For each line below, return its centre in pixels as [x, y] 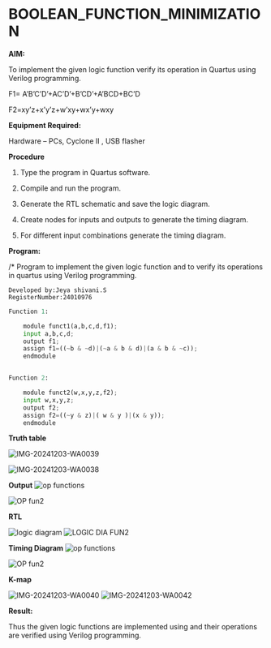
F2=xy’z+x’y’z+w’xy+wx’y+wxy [61, 109]
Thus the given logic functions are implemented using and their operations [133, 627]
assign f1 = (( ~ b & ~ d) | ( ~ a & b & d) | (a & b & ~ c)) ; [110, 349]
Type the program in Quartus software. [85, 172]
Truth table [28, 438]
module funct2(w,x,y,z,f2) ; [70, 393]
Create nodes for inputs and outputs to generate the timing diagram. [134, 219]
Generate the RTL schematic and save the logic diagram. [115, 204]
